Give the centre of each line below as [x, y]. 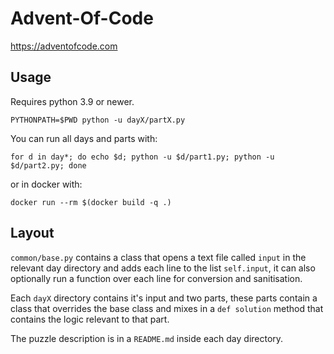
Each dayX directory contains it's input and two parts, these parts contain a [164, 298]
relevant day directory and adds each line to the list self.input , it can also [163, 268]
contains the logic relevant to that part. [90, 319]
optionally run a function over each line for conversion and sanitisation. [156, 278]
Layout [32, 233]
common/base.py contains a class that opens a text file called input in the [158, 257]
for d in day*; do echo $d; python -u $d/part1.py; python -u [142, 157]
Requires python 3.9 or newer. [72, 101]
